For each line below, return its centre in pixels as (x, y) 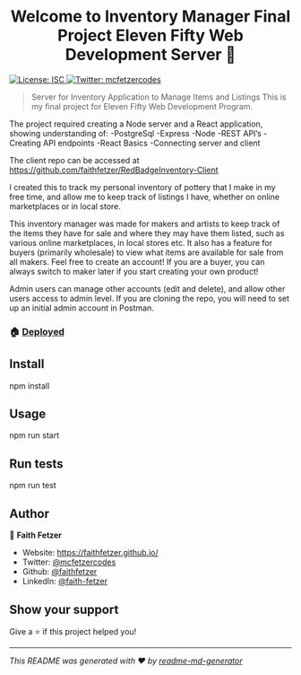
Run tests (36, 464)
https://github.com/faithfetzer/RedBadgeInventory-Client (114, 170)
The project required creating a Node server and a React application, (136, 124)
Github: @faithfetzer (60, 572)
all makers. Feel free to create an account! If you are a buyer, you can (137, 261)
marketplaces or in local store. (65, 206)
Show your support (64, 609)
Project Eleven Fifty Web (150, 35)
